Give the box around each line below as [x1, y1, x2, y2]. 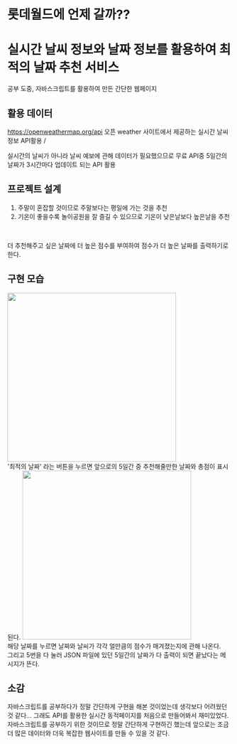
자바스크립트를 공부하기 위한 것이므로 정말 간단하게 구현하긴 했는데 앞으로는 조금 [7, 720, 229, 729]
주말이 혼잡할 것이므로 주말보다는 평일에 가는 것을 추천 [17, 203, 168, 212]
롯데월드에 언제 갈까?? [7, 6, 131, 23]
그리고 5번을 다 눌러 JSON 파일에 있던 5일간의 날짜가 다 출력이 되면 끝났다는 [7, 650, 219, 659]
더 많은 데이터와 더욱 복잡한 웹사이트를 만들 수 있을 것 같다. [7, 729, 170, 738]
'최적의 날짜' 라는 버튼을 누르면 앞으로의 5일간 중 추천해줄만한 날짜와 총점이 [7, 462, 216, 470]
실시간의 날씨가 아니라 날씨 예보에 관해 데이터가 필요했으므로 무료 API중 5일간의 [7, 151, 228, 160]
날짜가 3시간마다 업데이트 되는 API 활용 [7, 160, 116, 169]
